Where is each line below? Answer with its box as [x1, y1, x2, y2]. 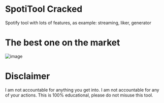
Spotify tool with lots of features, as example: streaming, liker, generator [5, 20, 152, 26]
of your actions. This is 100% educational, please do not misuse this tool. [5, 92, 154, 98]
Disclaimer [5, 70, 50, 82]
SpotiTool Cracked [5, 3, 83, 15]
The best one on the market [5, 37, 120, 48]
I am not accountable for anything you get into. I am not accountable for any [5, 87, 160, 93]
